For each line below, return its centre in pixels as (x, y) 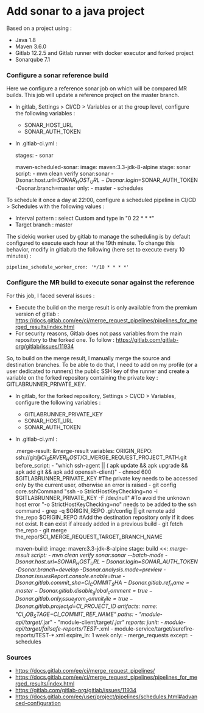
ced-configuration (38, 703)
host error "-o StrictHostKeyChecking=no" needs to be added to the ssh (106, 504)
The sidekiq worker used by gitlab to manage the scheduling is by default (98, 237)
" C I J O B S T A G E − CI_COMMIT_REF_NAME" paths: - (76, 615)
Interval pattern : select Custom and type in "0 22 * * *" (85, 219)
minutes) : (19, 256)
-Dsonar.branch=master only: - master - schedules (79, 188)
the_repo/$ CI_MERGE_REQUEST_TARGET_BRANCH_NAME (89, 537)
